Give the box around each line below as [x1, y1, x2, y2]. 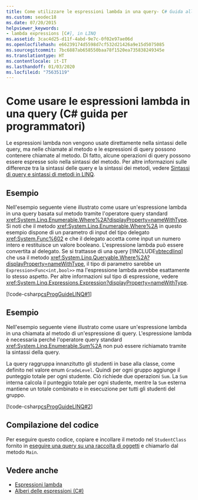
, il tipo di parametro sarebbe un [83, 260, 161, 267]
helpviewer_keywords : [6, 25, 60, 31]
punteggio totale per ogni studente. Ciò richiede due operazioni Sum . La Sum [6, 372, 188, 379]
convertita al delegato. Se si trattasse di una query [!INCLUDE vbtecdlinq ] [6, 248, 183, 254]
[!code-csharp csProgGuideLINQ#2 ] [6, 403, 93, 410]
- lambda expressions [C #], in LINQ [6, 31, 96, 37]
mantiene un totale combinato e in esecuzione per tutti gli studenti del [6, 385, 176, 392]
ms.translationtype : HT [6, 53, 65, 59]
